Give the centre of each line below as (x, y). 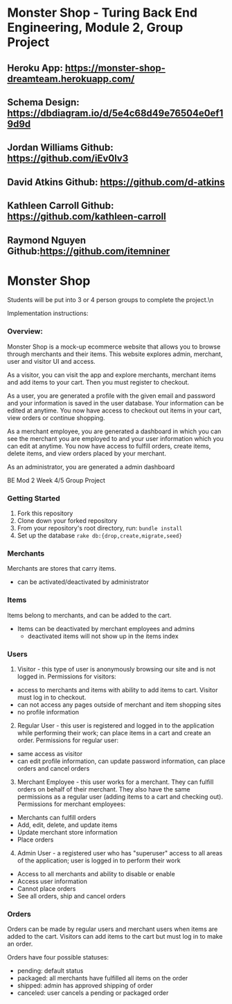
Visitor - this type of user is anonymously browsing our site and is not (116, 669)
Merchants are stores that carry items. (62, 569)
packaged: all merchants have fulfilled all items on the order (102, 978)
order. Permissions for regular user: (68, 740)
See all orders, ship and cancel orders (71, 896)
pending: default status (50, 971)
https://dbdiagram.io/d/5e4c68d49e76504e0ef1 (115, 113)
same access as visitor (50, 753)
